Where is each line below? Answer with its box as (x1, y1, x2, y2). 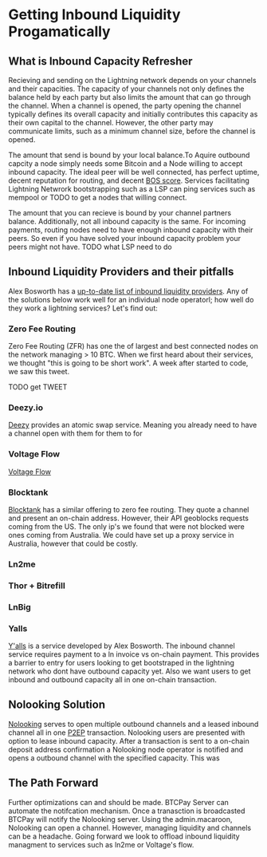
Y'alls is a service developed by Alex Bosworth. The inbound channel (8, 641, 235, 651)
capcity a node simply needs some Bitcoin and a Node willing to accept (8, 159, 243, 168)
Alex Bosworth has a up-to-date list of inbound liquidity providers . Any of (8, 286, 249, 296)
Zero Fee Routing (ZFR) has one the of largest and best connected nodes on (8, 342, 259, 351)
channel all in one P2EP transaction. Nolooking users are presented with (8, 728, 245, 737)
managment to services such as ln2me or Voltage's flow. (8, 839, 194, 849)
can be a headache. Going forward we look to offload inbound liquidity (8, 831, 241, 841)
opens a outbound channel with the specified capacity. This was (8, 752, 221, 763)
